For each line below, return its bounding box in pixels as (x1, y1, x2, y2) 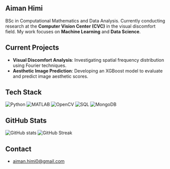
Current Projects (5, 43, 59, 52)
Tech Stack (5, 88, 42, 96)
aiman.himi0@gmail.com (12, 158, 65, 164)
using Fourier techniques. (12, 62, 67, 68)
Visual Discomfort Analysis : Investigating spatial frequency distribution (12, 57, 164, 63)
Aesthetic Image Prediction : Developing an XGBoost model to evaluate (12, 67, 163, 74)
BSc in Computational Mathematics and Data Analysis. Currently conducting (5, 17, 165, 23)
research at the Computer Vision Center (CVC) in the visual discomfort (5, 23, 156, 29)
